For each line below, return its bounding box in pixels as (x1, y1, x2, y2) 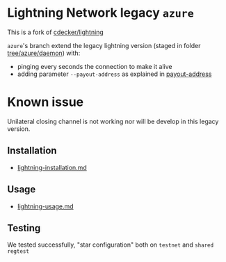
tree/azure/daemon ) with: (7, 49, 81, 57)
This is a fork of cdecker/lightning (7, 28, 104, 36)
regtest (7, 248, 30, 255)
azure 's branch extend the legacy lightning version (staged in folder (7, 41, 201, 49)
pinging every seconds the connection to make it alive (17, 62, 172, 70)
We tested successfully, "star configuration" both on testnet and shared (7, 240, 214, 249)
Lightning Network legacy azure (7, 5, 195, 21)
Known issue (7, 94, 84, 110)
